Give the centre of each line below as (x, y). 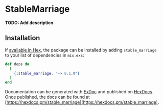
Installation (23, 38)
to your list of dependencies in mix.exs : (45, 55)
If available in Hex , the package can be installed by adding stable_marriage (81, 50)
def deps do (17, 64)
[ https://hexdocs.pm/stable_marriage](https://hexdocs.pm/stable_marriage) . (82, 102)
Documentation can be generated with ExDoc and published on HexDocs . (79, 92)
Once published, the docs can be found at (47, 97)
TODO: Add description (29, 23)
